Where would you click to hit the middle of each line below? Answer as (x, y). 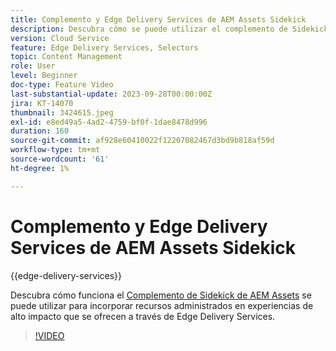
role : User (33, 66)
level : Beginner (44, 76)
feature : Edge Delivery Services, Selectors (104, 47)
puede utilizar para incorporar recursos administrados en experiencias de (162, 305)
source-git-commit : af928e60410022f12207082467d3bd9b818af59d (142, 141)
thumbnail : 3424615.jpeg (62, 112)
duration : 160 (40, 131)
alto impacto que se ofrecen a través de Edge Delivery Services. (143, 316)
